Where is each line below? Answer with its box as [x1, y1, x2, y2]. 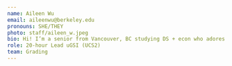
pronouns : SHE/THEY [7, 23, 64, 30]
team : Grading [7, 49, 49, 56]
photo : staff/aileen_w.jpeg [7, 29, 89, 36]
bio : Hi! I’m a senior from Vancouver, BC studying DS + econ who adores [7, 36, 226, 43]
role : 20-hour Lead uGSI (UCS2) [7, 42, 101, 49]
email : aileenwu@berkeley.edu [7, 16, 95, 23]
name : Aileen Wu [7, 10, 54, 17]
